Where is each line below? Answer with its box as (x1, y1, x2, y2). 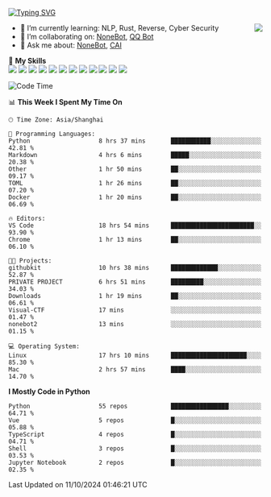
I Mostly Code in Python (8, 387, 90, 396)
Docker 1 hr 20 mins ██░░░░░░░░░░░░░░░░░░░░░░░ (8, 193, 262, 201)
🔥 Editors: (8, 214, 46, 222)
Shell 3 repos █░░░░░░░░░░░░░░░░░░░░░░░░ (8, 445, 262, 453)
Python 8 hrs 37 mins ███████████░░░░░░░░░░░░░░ (8, 137, 262, 145)
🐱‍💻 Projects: (8, 257, 52, 265)
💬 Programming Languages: (8, 130, 95, 138)
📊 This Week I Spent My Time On (8, 97, 123, 106)
